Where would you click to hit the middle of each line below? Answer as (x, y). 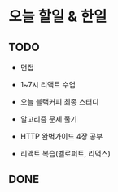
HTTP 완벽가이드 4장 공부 (61, 136)
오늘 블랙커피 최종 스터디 (59, 102)
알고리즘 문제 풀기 (48, 119)
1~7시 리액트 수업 (48, 85)
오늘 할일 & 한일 (58, 17)
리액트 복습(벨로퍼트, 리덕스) (66, 154)
